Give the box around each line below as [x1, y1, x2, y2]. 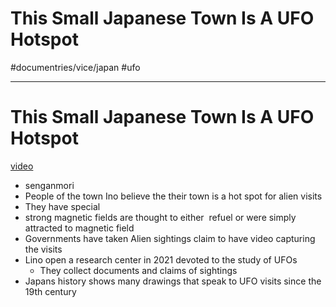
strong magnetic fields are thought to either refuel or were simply [24, 211, 297, 223]
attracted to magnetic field [24, 222, 135, 234]
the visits [24, 243, 63, 255]
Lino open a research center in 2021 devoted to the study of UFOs [24, 253, 298, 266]
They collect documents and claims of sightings [39, 264, 238, 276]
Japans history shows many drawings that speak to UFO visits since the [24, 275, 322, 287]
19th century [24, 285, 77, 297]
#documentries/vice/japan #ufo [10, 61, 141, 73]
